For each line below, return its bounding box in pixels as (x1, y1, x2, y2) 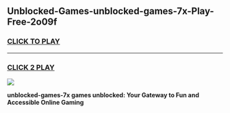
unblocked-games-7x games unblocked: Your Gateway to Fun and (7, 90, 200, 99)
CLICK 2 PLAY (7, 62, 55, 72)
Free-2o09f (7, 16, 57, 28)
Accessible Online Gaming (7, 98, 84, 106)
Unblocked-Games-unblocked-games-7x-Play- (7, 5, 214, 17)
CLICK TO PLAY (7, 37, 60, 47)
